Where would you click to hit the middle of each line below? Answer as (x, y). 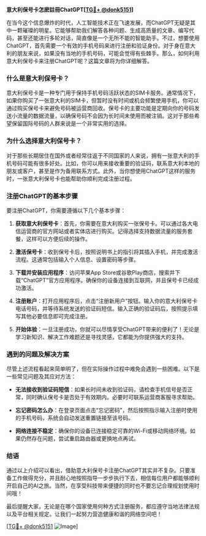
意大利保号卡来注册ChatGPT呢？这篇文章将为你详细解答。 (80, 61)
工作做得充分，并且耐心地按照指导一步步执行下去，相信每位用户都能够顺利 (105, 478)
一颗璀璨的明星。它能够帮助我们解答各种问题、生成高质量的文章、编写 (100, 30)
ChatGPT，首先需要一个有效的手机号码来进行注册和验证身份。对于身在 (96, 46)
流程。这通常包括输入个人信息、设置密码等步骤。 (77, 259)
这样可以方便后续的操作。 (58, 239)
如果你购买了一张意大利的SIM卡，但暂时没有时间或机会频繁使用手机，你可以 (103, 101)
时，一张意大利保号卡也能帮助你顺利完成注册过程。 (71, 178)
